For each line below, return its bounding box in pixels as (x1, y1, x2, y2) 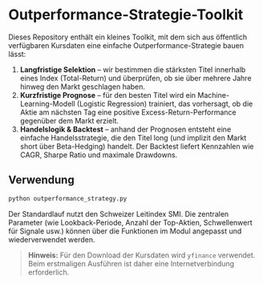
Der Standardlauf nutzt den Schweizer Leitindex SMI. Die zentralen (8, 209, 229, 218)
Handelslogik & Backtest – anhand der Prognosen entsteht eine (19, 124, 232, 134)
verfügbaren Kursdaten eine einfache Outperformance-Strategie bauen (8, 40, 245, 50)
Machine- (197, 90, 230, 99)
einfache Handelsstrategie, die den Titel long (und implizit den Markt (19, 132, 247, 142)
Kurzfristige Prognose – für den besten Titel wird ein (19, 90, 196, 99)
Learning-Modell (19, 99, 75, 108)
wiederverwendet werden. (8, 234, 95, 244)
